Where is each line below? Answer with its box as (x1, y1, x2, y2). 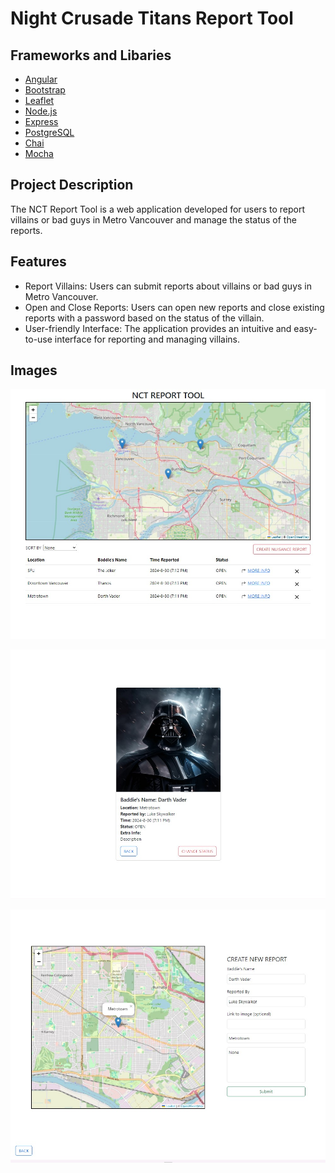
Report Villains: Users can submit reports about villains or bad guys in (24, 280, 312, 292)
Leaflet (24, 95, 55, 106)
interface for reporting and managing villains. (54, 333, 240, 345)
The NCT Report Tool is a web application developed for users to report (10, 203, 305, 215)
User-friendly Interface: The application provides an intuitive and (24, 322, 292, 334)
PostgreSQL (24, 127, 75, 138)
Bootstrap (24, 84, 66, 96)
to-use (24, 333, 53, 345)
